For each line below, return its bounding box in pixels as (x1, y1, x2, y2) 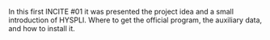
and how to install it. (8, 24, 75, 33)
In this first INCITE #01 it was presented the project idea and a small (8, 7, 234, 16)
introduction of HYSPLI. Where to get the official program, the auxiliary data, (8, 15, 263, 25)
